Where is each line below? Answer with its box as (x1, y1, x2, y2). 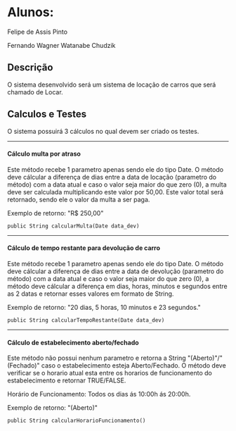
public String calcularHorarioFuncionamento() (7, 417, 146, 425)
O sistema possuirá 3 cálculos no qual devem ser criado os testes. (7, 127, 199, 135)
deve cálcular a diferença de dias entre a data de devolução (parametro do (7, 267, 224, 275)
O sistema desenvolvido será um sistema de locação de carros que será (7, 80, 216, 89)
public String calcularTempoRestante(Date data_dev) (7, 316, 165, 324)
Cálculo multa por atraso (7, 149, 81, 158)
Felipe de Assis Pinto (7, 27, 68, 36)
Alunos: (7, 4, 54, 20)
